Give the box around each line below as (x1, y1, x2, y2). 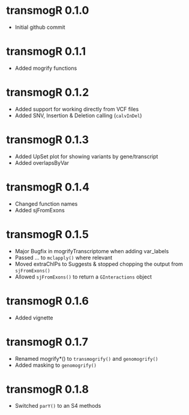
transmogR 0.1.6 (6, 294, 89, 307)
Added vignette (14, 314, 53, 321)
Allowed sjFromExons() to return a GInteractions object (14, 273, 152, 280)
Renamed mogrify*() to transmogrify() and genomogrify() (14, 355, 158, 362)
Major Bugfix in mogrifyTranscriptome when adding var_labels (14, 247, 169, 254)
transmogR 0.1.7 (6, 335, 88, 349)
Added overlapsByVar (14, 159, 69, 166)
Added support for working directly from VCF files (14, 105, 139, 112)
